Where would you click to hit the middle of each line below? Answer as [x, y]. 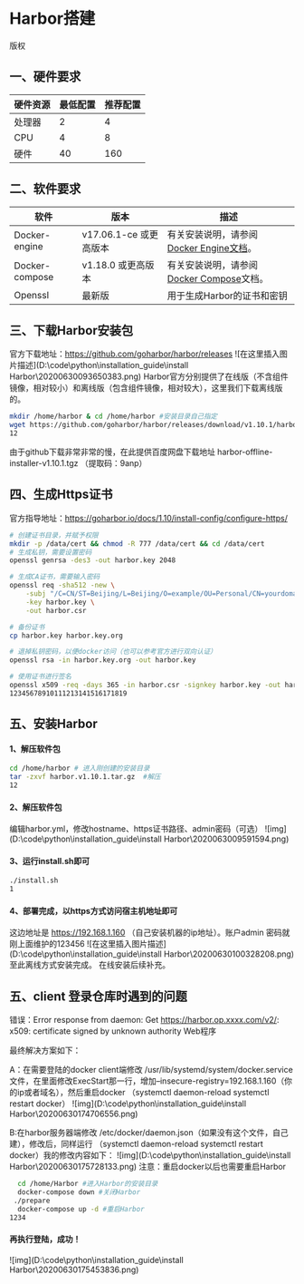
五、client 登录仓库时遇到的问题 [98, 996]
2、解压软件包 [36, 807]
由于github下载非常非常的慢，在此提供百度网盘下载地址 [112, 452]
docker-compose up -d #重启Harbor [81, 1209]
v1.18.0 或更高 [114, 265]
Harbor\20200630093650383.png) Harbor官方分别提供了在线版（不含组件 [149, 376]
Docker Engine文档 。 [212, 248]
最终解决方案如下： [45, 1051]
